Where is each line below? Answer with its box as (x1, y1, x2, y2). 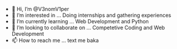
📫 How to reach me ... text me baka (11, 37, 99, 44)
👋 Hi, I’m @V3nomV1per (11, 6, 69, 12)
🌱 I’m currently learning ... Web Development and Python (11, 18, 149, 24)
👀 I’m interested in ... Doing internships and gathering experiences (11, 12, 172, 19)
